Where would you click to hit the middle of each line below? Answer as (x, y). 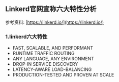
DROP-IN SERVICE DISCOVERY (45, 64)
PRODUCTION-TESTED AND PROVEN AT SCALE (63, 75)
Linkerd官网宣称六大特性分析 (51, 9)
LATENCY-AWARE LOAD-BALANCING (52, 69)
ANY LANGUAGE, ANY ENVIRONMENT (53, 59)
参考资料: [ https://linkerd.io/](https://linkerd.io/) (55, 22)
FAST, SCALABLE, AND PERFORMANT (53, 48)
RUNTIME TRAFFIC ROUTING (43, 53)
